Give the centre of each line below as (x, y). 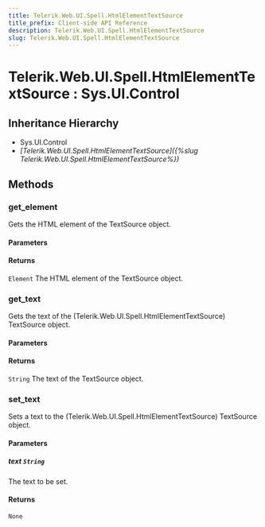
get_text (25, 299)
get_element (33, 207)
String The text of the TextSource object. (76, 378)
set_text (24, 399)
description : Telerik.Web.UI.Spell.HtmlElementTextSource (106, 30)
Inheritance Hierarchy (64, 123)
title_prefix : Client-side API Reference (78, 23)
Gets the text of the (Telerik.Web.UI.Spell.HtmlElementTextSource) (117, 316)
